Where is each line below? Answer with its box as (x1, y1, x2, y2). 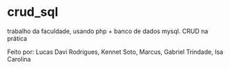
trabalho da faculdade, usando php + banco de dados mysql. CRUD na (7, 27, 209, 35)
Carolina (7, 55, 31, 63)
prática (7, 34, 28, 42)
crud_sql (7, 4, 59, 20)
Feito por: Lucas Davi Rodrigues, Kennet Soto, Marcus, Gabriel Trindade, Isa (7, 48, 223, 56)
